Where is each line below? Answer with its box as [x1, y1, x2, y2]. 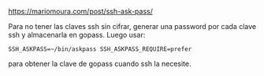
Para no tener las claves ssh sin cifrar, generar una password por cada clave [8, 22, 257, 31]
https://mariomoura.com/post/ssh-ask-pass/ [8, 7, 154, 16]
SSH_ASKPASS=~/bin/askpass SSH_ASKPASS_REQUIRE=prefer [8, 45, 192, 53]
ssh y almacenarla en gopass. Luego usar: [8, 31, 146, 39]
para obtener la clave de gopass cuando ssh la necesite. [8, 59, 191, 68]
